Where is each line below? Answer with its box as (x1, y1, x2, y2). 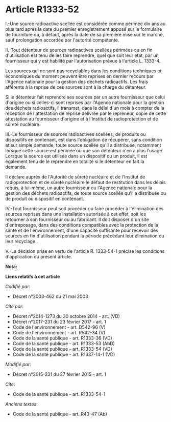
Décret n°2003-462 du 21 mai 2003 (12, 293, 88, 299)
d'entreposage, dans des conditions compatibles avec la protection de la (5, 222, 158, 228)
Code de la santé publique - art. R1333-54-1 (12, 391, 106, 397)
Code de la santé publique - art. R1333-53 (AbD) (12, 340, 115, 347)
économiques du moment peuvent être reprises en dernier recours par (5, 73, 154, 79)
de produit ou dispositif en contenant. (5, 195, 84, 202)
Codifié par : (5, 283, 31, 289)
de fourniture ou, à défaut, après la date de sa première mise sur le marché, (5, 31, 164, 37)
